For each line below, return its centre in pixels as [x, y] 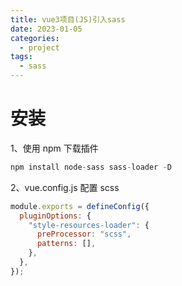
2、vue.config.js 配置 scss [65, 187]
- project [39, 47]
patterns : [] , [66, 244]
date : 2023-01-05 [46, 29]
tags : [21, 57]
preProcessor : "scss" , [84, 234]
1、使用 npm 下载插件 [54, 148]
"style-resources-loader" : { [89, 225]
